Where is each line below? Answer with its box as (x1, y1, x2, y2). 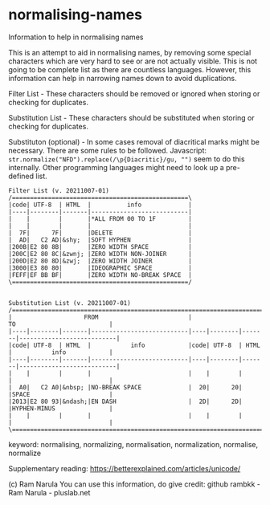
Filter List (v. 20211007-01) (8, 186, 110, 194)
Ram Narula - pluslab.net (8, 487, 91, 497)
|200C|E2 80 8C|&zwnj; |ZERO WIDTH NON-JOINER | (8, 250, 193, 258)
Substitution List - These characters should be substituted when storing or (8, 112, 255, 122)
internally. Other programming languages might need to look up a (8, 162, 225, 172)
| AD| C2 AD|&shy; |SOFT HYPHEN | (8, 235, 193, 244)
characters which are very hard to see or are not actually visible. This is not (8, 56, 258, 66)
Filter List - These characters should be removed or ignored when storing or (8, 88, 260, 98)
